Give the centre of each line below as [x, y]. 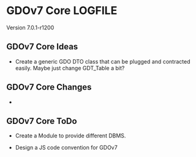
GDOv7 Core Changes [49, 87]
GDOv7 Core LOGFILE [62, 11]
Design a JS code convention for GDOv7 [66, 148]
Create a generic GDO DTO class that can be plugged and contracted [103, 61]
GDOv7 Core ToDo [42, 121]
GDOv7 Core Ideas [42, 47]
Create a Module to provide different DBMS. [70, 136]
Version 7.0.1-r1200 [30, 27]
